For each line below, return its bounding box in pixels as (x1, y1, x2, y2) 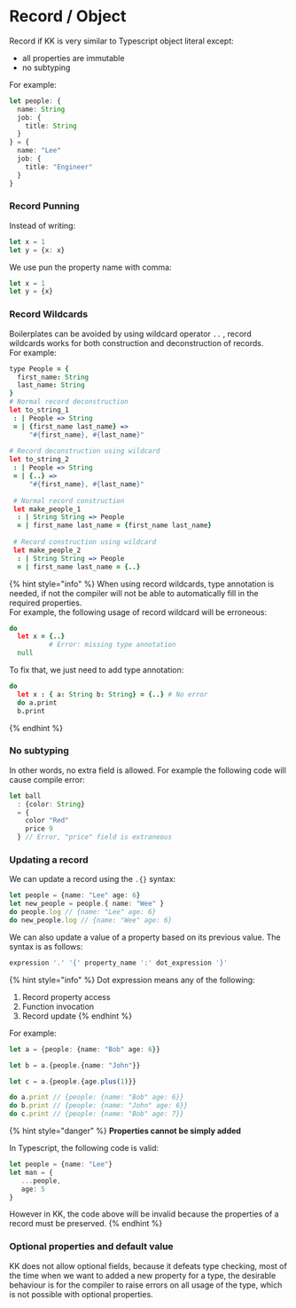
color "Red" (25, 816, 69, 825)
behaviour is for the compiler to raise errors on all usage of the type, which (9, 1280, 283, 1290)
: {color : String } (17, 800, 86, 808)
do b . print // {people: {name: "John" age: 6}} (9, 1101, 189, 1110)
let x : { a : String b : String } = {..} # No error (17, 689, 208, 698)
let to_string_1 (9, 406, 69, 414)
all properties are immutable (21, 52, 125, 63)
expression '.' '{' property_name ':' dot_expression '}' (9, 958, 228, 967)
